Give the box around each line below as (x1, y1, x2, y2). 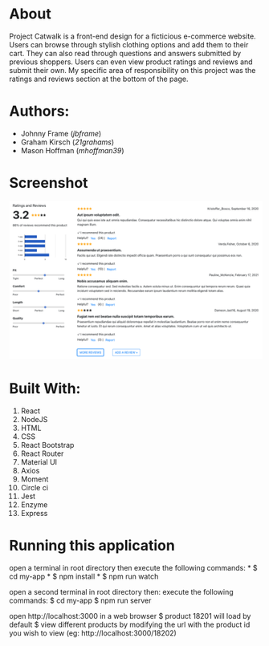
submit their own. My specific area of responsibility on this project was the (9, 65, 256, 75)
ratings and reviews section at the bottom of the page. (9, 74, 189, 83)
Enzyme (20, 499, 48, 510)
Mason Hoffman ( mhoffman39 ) (20, 145, 124, 155)
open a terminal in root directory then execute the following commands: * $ (9, 563, 258, 572)
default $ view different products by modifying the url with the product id (9, 620, 251, 629)
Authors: (9, 102, 70, 120)
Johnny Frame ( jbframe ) (20, 128, 102, 138)
